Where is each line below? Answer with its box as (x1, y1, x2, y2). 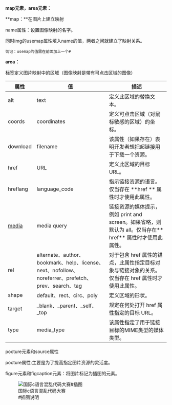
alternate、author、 (36, 252, 84, 258)
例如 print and (109, 211, 142, 218)
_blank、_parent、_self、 (36, 302, 97, 309)
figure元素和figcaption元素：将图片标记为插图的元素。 (5, 371, 120, 376)
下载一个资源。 (114, 151, 150, 158)
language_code (36, 185, 74, 192)
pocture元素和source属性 (5, 348, 59, 355)
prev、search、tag (36, 283, 82, 289)
